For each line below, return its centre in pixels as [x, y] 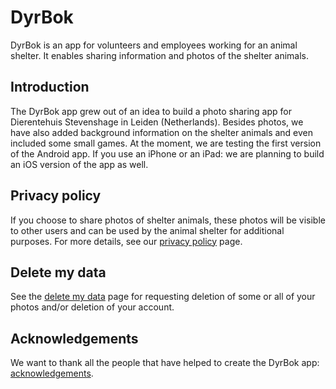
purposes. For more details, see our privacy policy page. [126, 241]
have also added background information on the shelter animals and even [162, 132]
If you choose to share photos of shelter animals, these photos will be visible [168, 220]
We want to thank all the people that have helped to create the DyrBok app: [165, 363]
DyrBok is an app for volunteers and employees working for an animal [154, 45]
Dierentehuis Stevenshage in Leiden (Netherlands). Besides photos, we [157, 122]
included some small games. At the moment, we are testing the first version [166, 143]
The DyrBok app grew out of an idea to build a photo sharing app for [151, 111]
